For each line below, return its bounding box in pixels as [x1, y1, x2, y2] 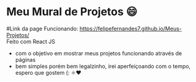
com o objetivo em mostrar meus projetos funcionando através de [15, 49, 183, 56]
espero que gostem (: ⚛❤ [15, 69, 81, 76]
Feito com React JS [6, 38, 56, 45]
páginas [15, 56, 36, 63]
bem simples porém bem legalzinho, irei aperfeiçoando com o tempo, [15, 63, 191, 70]
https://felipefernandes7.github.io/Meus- [79, 25, 182, 32]
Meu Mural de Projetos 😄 [6, 5, 138, 19]
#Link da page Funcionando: [6, 25, 78, 32]
